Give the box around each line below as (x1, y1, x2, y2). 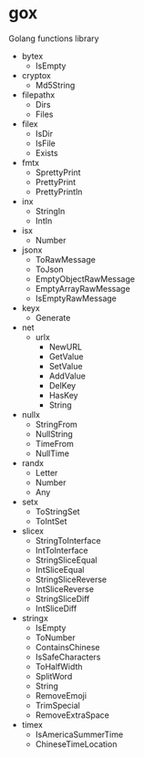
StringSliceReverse (35, 574, 108, 585)
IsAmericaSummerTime (35, 729, 124, 740)
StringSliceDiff (35, 593, 90, 604)
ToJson (35, 264, 64, 275)
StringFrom (35, 419, 78, 430)
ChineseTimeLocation (35, 738, 118, 750)
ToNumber (35, 632, 77, 643)
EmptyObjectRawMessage (35, 273, 136, 285)
